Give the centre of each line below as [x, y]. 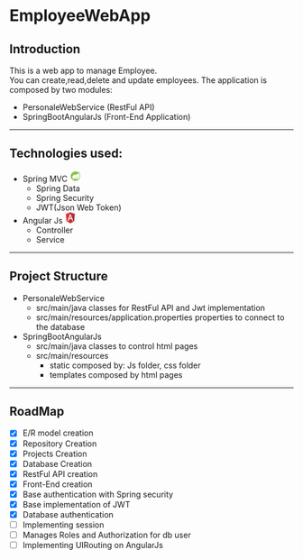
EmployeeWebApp [80, 16]
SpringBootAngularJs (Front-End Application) [106, 117]
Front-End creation [57, 484]
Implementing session [63, 525]
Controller [55, 230]
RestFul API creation [60, 473]
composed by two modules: [61, 90]
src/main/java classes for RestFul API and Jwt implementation [151, 307]
